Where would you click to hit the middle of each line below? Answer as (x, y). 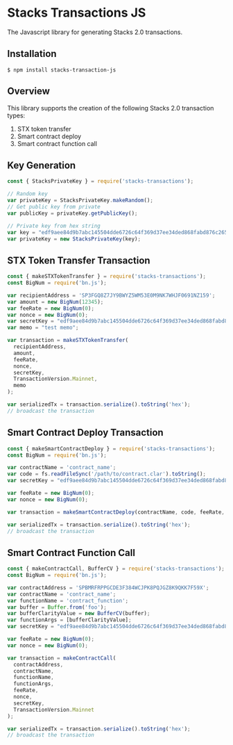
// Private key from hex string (54, 226)
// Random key (28, 194)
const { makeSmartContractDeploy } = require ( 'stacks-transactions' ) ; (111, 449)
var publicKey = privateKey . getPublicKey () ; (72, 213)
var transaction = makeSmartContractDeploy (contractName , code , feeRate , (116, 512)
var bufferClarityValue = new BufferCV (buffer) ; (79, 614)
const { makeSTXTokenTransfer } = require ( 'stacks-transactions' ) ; (107, 277)
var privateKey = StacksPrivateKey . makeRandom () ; (80, 200)
